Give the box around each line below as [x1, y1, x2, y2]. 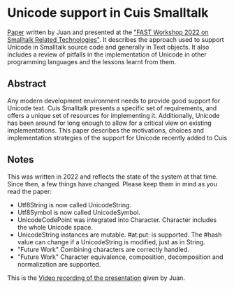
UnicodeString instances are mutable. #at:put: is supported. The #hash [17, 230, 222, 239]
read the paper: [7, 187, 52, 195]
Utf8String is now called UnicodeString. [17, 200, 131, 209]
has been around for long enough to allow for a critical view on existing [7, 119, 212, 127]
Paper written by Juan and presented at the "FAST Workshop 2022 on [7, 28, 209, 36]
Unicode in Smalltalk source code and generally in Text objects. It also [7, 43, 210, 51]
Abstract [7, 78, 47, 90]
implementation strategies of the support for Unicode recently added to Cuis [7, 133, 228, 142]
